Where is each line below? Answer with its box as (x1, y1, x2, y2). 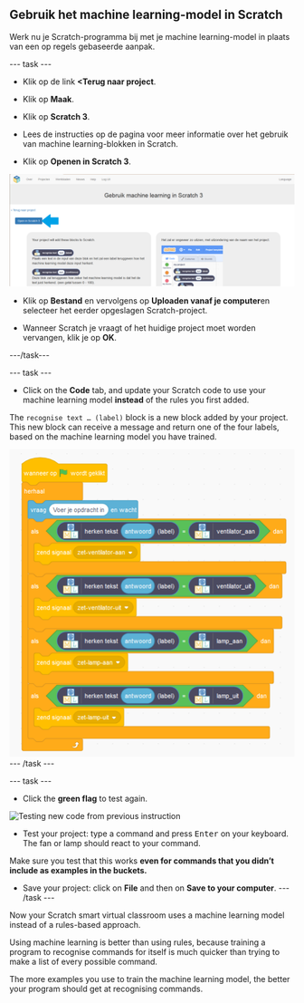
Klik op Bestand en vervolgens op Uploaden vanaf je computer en (22, 294, 271, 306)
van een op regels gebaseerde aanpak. (9, 41, 156, 52)
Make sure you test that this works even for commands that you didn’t (9, 855, 274, 866)
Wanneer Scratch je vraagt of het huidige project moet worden (22, 322, 256, 333)
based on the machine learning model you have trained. (9, 430, 217, 442)
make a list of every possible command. (9, 956, 158, 967)
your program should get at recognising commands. (9, 983, 204, 994)
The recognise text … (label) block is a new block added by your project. (9, 411, 289, 422)
